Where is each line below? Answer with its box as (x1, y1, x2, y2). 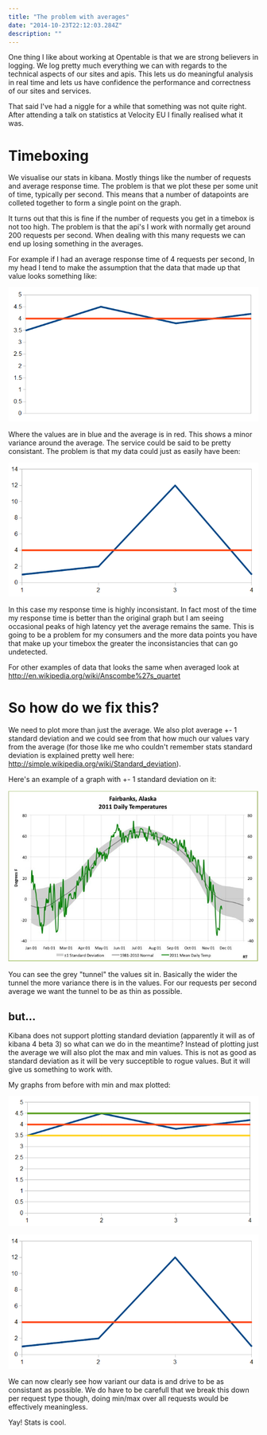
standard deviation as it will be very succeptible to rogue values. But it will (8, 1056, 250, 1066)
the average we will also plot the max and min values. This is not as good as (8, 1048, 257, 1058)
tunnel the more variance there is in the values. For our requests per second (8, 978, 257, 987)
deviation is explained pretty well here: (8, 751, 135, 761)
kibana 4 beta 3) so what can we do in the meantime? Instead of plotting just (8, 1039, 259, 1049)
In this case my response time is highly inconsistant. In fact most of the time (8, 605, 257, 615)
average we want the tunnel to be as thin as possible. (8, 987, 183, 996)
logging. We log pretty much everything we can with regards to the (8, 61, 228, 71)
